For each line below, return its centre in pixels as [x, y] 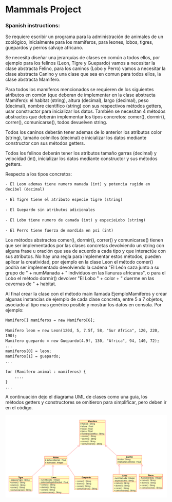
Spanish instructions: [33, 26]
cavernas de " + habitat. [31, 284]
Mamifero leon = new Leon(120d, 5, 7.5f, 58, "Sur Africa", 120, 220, [82, 331]
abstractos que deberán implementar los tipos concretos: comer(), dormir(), [85, 117]
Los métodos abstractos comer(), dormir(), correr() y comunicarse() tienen [84, 240]
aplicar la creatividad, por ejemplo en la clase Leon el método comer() [79, 262]
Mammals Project [43, 10]
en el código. [19, 408]
